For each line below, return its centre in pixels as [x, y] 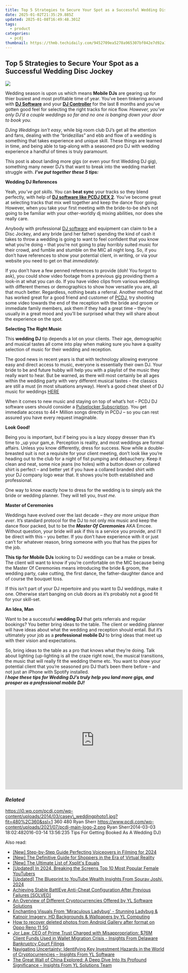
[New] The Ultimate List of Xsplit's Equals [56, 863]
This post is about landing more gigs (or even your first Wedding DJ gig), [81, 161]
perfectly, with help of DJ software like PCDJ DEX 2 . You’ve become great [83, 197]
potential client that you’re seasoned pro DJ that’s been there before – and [83, 666]
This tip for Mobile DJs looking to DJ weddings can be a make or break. [81, 557]
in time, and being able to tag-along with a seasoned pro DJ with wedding [82, 146]
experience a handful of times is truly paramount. [57, 151]
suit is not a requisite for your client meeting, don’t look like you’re [94, 453]
